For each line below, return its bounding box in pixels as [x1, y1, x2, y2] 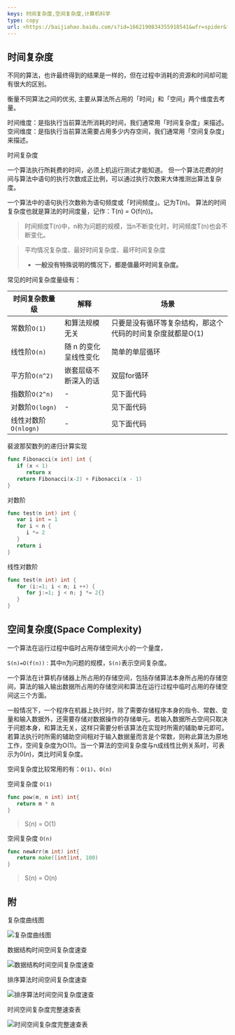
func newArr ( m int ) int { [7, 848, 80, 855]
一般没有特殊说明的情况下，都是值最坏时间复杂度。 [34, 261, 183, 269]
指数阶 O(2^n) [10, 389, 54, 399]
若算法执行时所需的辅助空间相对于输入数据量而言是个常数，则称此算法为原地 [7, 732, 228, 741]
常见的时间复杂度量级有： [7, 275, 81, 284]
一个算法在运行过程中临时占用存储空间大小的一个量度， [7, 643, 166, 652]
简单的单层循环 [111, 347, 161, 357]
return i [16, 542, 42, 549]
